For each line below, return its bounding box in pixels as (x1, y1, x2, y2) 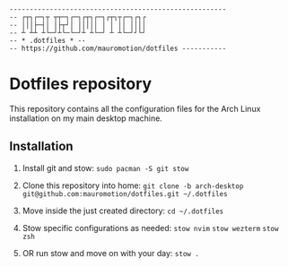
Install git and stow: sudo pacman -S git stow (22, 162, 189, 173)
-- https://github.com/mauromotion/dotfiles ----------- (9, 44, 227, 53)
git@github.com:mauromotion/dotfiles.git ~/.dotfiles (22, 189, 228, 198)
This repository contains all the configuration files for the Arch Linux (9, 103, 261, 114)
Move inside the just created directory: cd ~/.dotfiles (22, 205, 224, 216)
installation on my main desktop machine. (9, 113, 163, 124)
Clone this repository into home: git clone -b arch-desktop (22, 180, 244, 191)
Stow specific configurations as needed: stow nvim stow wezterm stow (22, 222, 279, 233)
